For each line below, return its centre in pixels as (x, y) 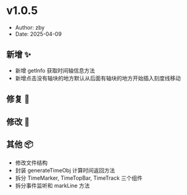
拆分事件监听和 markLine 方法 (52, 186)
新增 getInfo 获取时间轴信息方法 (55, 70)
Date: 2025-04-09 (38, 34)
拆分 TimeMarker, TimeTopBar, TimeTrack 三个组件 (79, 178)
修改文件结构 (31, 163)
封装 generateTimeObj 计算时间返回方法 (65, 171)
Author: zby (30, 27)
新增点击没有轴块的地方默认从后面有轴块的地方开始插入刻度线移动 (98, 78)
